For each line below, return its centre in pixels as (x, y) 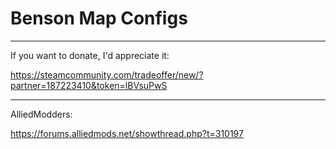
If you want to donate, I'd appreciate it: (90, 55)
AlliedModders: (41, 114)
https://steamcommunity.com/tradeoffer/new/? (107, 74)
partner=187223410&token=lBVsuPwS (89, 85)
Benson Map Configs (99, 18)
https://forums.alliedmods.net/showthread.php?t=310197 (127, 133)
